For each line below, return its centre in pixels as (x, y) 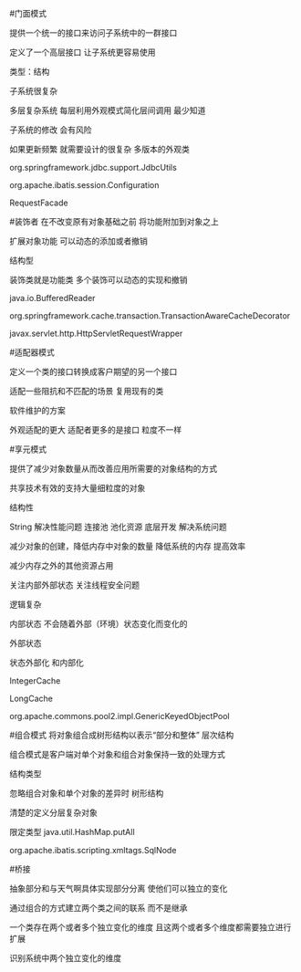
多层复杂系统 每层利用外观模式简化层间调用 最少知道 (108, 110)
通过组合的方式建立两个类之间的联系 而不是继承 (99, 908)
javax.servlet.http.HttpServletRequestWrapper (96, 333)
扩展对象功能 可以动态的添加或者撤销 (78, 241)
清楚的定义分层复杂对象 (53, 812)
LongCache (31, 698)
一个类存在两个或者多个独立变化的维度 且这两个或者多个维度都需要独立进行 (150, 927)
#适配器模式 (32, 352)
